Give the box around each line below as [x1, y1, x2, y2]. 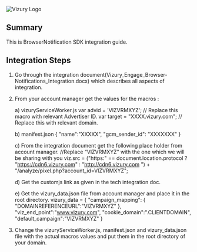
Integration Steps [6, 55, 71, 66]
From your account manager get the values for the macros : [14, 95, 159, 102]
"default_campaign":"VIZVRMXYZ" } [14, 215, 103, 222]
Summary [6, 22, 43, 32]
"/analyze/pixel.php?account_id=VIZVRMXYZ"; [14, 167, 128, 174]
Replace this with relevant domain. [14, 119, 98, 126]
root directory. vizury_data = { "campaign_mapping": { [14, 196, 146, 203]
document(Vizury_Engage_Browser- [80, 71, 168, 78]
